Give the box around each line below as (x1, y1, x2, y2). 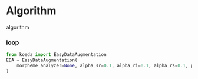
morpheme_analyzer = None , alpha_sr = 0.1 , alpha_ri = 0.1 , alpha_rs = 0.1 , (16, 62, 189, 68)
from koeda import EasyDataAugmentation (6, 52, 107, 58)
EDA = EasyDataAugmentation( (6, 57, 78, 63)
